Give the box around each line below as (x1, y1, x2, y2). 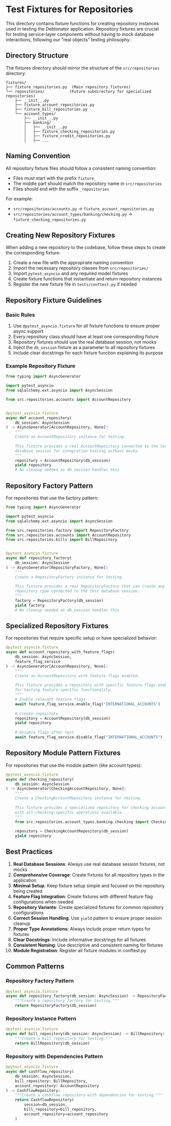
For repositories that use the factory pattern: (6, 495, 98, 501)
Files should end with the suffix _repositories (13, 185, 110, 192)
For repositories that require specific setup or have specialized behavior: (6, 635, 158, 641)
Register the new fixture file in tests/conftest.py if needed (13, 281, 137, 288)
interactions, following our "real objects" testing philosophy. (6, 37, 131, 43)
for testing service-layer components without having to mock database (6, 31, 154, 37)
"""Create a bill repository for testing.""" (15, 1036, 113, 1041)
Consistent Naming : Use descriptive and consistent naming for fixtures (13, 942, 163, 948)
